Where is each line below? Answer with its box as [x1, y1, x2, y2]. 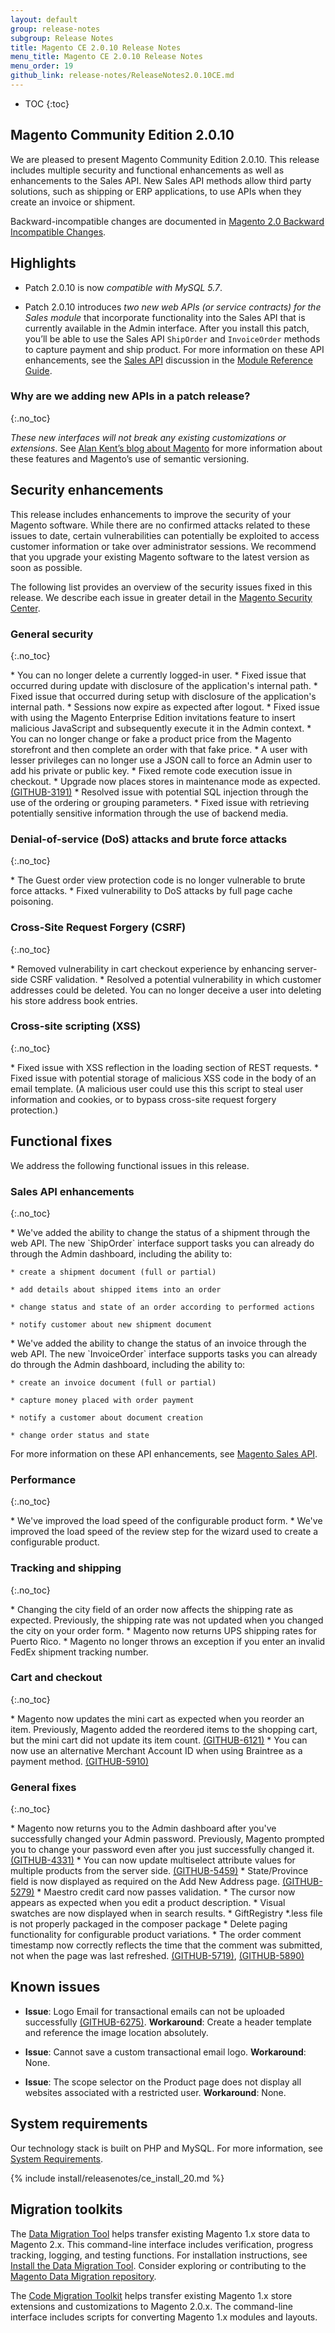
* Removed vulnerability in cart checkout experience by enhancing [10, 962, 285, 975]
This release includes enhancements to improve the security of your [10, 508, 292, 520]
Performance [10, 1472, 77, 1486]
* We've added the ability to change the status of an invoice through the [10, 1337, 307, 1349]
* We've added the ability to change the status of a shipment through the [10, 1226, 311, 1238]
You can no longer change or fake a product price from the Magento [10, 732, 292, 745]
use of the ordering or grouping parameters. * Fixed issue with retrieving [10, 796, 310, 808]
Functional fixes [10, 1133, 113, 1150]
